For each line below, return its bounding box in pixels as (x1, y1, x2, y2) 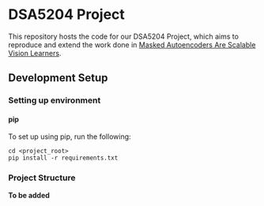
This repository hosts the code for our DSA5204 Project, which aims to (8, 32, 239, 41)
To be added (8, 190, 50, 200)
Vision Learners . (8, 48, 62, 58)
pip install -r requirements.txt (8, 154, 119, 163)
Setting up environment (8, 95, 101, 106)
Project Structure (8, 172, 76, 183)
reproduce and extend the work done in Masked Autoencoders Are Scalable (8, 39, 256, 49)
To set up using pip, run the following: (8, 132, 132, 141)
